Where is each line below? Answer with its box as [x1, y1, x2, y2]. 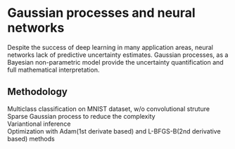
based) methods [7, 134, 55, 143]
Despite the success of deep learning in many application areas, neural [7, 43, 213, 51]
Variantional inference [7, 119, 71, 128]
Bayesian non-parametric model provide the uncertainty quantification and [7, 58, 224, 66]
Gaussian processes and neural [7, 5, 196, 21]
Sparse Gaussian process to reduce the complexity [7, 112, 156, 120]
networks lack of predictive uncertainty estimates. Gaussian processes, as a [7, 51, 229, 59]
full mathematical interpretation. [7, 65, 100, 74]
